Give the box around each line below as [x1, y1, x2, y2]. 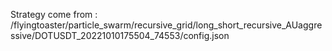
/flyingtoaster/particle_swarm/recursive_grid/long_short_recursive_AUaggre [10, 19, 323, 31]
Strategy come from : [10, 9, 98, 20]
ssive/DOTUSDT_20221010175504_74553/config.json [10, 30, 230, 41]
